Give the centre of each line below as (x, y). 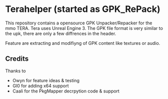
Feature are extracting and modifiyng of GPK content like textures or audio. (83, 43)
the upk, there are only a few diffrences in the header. (61, 33)
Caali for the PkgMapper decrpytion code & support (66, 91)
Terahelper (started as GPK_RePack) (83, 9)
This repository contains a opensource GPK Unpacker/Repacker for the (79, 23)
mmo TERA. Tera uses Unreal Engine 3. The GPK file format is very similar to (84, 28)
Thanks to (16, 71)
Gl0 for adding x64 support (41, 86)
